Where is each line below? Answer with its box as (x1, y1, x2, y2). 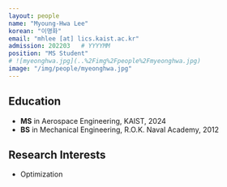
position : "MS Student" (8, 49, 89, 57)
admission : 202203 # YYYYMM (8, 42, 111, 50)
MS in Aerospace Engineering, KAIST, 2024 (19, 116, 166, 125)
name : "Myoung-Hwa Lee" (8, 19, 89, 28)
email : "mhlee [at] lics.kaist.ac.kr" (8, 34, 139, 43)
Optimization (19, 169, 63, 179)
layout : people (8, 11, 60, 20)
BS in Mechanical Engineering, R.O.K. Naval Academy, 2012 (19, 125, 219, 134)
